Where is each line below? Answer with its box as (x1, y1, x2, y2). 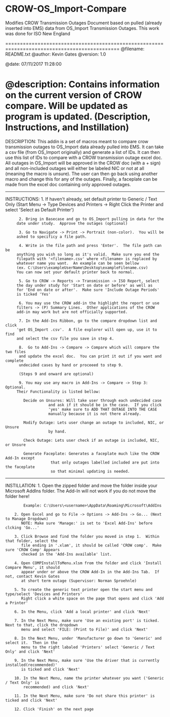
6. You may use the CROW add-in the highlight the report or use (18, 301, 159, 306)
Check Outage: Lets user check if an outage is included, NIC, (23, 438, 159, 443)
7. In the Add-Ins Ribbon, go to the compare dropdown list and (18, 318, 157, 323)
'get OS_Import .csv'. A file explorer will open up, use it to (16, 327, 157, 332)
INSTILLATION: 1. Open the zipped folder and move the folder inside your (5, 482, 158, 488)
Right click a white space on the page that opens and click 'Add (21, 596, 164, 601)
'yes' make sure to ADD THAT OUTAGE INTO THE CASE (48, 407, 157, 412)
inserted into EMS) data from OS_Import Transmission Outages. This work (5, 25, 159, 31)
